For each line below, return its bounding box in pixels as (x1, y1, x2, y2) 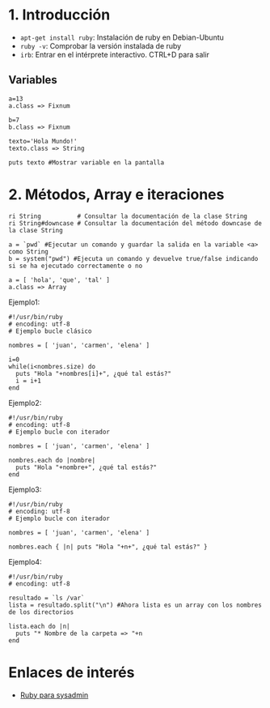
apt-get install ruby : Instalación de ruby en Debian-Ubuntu (19, 32, 225, 42)
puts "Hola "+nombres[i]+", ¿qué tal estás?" (15, 369, 172, 377)
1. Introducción (8, 6, 111, 24)
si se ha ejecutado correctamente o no (8, 262, 143, 270)
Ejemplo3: (8, 484, 42, 494)
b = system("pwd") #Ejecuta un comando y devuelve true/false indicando (8, 254, 259, 262)
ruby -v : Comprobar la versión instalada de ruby (19, 41, 182, 50)
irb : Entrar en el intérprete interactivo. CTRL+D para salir (19, 49, 210, 59)
